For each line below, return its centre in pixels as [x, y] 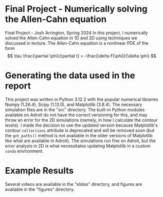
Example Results [39, 171]
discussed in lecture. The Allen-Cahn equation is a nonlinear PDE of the [77, 43]
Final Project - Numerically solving [76, 9]
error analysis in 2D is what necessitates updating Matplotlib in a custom [78, 146]
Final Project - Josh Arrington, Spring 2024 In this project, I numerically [77, 33]
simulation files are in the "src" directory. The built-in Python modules [75, 109]
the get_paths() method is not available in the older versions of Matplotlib [79, 135]
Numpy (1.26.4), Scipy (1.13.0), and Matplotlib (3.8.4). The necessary [74, 104]
